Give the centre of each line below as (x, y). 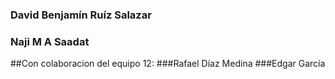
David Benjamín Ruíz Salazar (81, 15)
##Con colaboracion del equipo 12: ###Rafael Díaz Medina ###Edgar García (168, 64)
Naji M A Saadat (50, 41)
